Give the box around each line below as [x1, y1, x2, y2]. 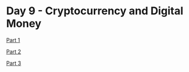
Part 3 [6, 60, 22, 67]
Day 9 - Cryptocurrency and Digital [6, 4, 184, 18]
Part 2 [6, 48, 22, 55]
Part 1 [6, 36, 20, 43]
